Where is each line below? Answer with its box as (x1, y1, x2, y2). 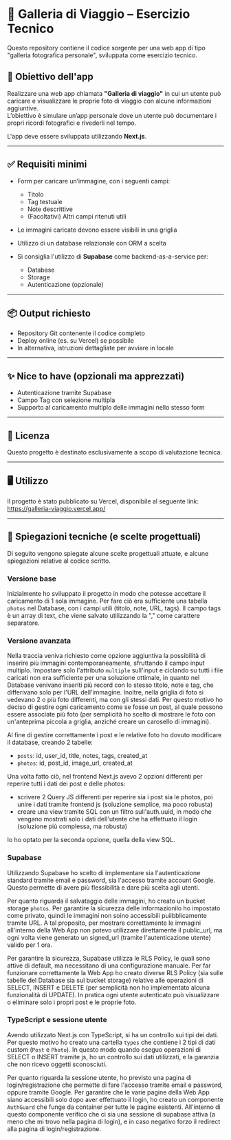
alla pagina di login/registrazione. (7, 1124, 102, 1133)
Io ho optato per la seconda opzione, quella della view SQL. (7, 836, 175, 844)
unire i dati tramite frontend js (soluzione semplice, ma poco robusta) (16, 800, 213, 809)
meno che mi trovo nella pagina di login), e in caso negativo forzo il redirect (7, 1117, 221, 1126)
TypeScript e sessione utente (7, 1015, 108, 1025)
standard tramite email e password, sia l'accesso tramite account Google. (7, 876, 215, 884)
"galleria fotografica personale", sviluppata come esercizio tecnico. (7, 51, 198, 59)
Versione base (7, 574, 56, 583)
